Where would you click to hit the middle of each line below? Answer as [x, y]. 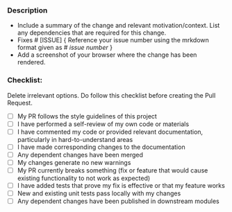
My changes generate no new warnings [74, 162]
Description [27, 10]
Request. [20, 103]
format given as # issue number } [65, 48]
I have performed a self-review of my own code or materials [103, 124]
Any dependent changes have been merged [80, 154]
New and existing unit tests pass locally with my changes [99, 193]
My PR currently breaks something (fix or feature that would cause [113, 170]
